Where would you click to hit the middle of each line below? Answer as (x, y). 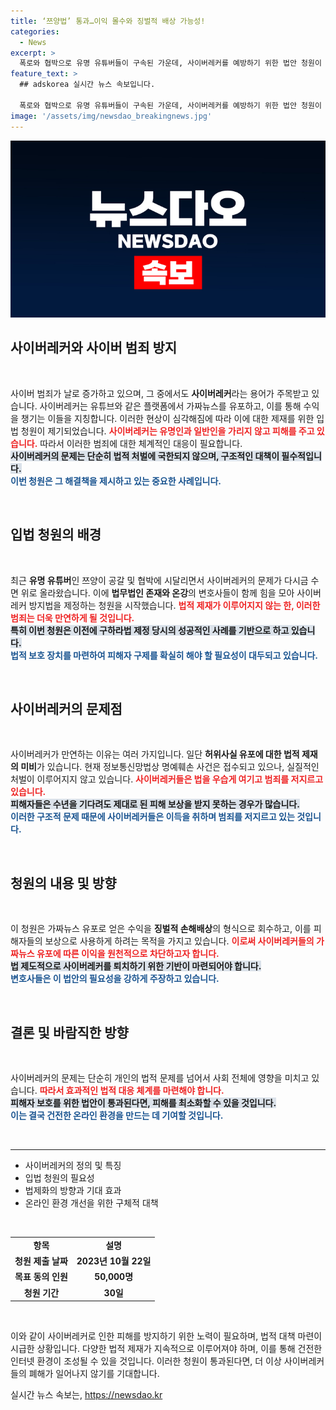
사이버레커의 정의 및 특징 (73, 1166)
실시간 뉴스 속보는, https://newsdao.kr (86, 1395)
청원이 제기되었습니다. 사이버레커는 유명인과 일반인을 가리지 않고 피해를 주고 (167, 431)
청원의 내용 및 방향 (63, 883)
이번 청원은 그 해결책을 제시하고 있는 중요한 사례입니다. (116, 481)
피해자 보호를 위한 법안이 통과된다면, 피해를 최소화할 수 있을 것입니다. (143, 1103)
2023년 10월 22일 (114, 1261)
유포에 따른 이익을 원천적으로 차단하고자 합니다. (128, 954)
